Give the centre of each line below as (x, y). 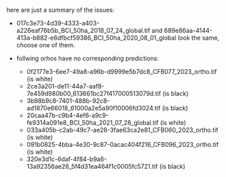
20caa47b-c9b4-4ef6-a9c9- (67, 115)
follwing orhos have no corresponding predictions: (87, 58)
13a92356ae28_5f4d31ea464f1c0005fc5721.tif (92, 166)
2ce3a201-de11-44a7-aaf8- (65, 86)
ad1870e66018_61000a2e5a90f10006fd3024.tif (93, 108)
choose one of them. (46, 45)
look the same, (199, 38)
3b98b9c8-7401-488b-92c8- (68, 101)
